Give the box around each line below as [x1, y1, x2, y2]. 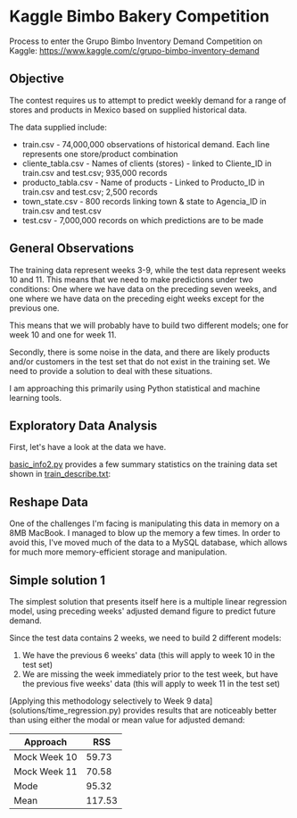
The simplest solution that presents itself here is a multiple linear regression [9, 597, 287, 606]
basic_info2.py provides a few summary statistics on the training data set [9, 459, 278, 470]
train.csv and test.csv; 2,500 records [21, 186, 158, 197]
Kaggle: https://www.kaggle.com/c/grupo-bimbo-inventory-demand [9, 45, 260, 55]
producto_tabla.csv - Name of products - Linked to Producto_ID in [21, 177, 265, 188]
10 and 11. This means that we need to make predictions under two [9, 274, 254, 285]
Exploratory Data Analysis [9, 418, 158, 433]
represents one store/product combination [21, 148, 178, 159]
